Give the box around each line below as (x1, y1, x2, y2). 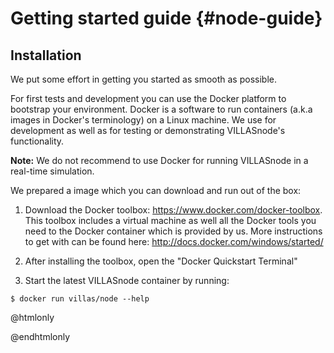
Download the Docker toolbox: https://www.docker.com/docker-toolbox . (24, 204, 323, 216)
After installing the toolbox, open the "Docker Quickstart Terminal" (24, 255, 298, 267)
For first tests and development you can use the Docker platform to (10, 93, 287, 104)
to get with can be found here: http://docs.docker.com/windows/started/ (24, 236, 324, 247)
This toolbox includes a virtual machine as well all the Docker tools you (24, 215, 317, 226)
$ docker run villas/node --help (10, 294, 150, 304)
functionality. (10, 135, 65, 147)
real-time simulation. (10, 165, 95, 177)
